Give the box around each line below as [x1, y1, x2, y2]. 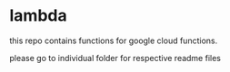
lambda [9, 5, 67, 26]
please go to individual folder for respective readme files [9, 52, 221, 63]
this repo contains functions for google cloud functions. [9, 35, 218, 46]
